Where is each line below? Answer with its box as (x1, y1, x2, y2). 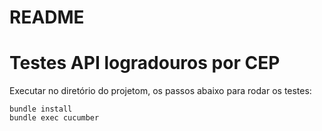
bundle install (9, 104, 73, 115)
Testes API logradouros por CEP (9, 52, 281, 75)
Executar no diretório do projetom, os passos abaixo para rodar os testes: (9, 85, 312, 97)
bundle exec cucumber (9, 113, 100, 123)
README (9, 6, 85, 29)
